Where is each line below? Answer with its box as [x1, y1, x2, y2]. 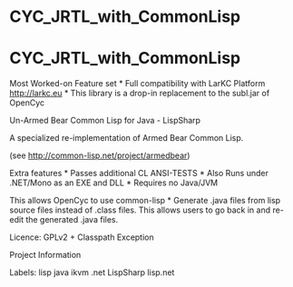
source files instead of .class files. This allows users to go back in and [9, 204, 271, 215]
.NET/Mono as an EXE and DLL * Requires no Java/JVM [9, 177, 219, 188]
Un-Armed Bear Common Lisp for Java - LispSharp [9, 115, 201, 126]
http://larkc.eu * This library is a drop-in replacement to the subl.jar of [9, 88, 270, 99]
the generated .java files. [25, 214, 119, 225]
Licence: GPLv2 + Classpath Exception [9, 232, 154, 242]
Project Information [9, 250, 82, 261]
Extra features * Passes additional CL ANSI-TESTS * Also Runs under [9, 168, 269, 179]
